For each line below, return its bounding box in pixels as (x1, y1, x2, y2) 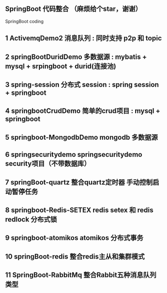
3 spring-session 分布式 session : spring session (5, 80, 159, 89)
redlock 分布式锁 (5, 215, 57, 224)
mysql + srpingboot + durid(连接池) (5, 62, 116, 70)
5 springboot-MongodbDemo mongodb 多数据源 (5, 133, 158, 141)
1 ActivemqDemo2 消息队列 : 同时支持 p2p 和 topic (5, 34, 162, 42)
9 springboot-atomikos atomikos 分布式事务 (5, 234, 144, 242)
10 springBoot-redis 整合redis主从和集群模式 (5, 252, 145, 261)
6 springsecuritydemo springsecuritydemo (5, 150, 143, 159)
